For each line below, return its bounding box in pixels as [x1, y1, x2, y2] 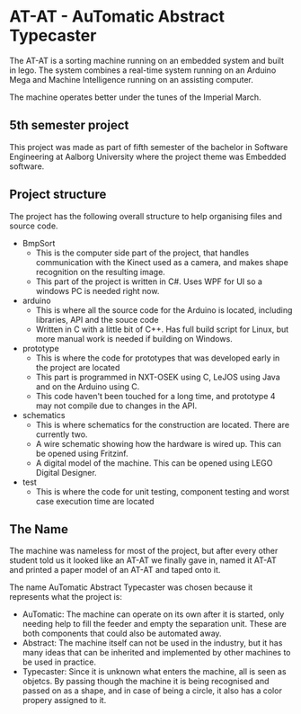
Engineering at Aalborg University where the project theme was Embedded [9, 151, 287, 162]
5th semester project [9, 118, 129, 133]
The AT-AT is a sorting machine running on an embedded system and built [9, 55, 285, 66]
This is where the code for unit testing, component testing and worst [35, 486, 290, 496]
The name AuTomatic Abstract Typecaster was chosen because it [9, 582, 253, 593]
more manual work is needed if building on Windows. [35, 333, 234, 344]
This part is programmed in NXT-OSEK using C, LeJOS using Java [35, 371, 280, 382]
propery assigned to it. [22, 695, 107, 706]
